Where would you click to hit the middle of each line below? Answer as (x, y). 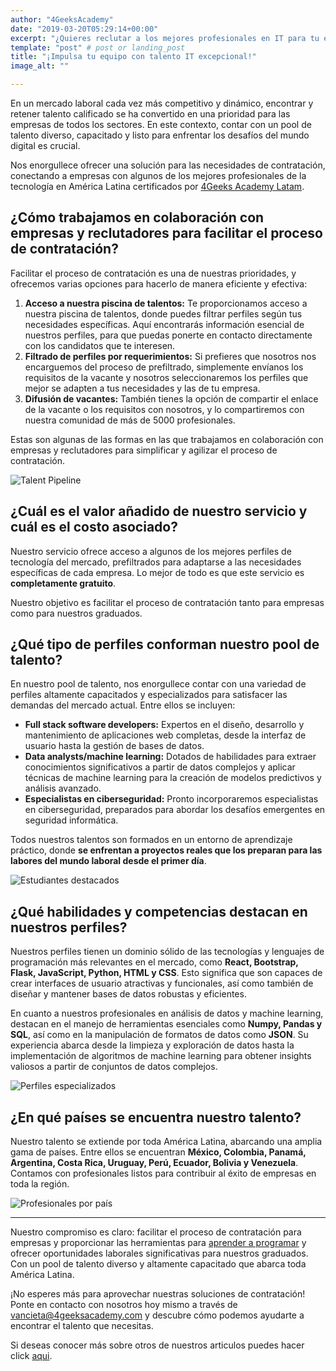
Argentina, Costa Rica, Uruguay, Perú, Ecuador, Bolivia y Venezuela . (154, 1163)
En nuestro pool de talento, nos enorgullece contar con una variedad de (158, 684)
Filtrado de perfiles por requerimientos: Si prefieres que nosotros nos (170, 356)
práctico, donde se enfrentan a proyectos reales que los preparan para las (166, 850)
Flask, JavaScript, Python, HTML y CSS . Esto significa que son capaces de (166, 973)
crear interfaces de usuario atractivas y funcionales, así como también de (162, 983)
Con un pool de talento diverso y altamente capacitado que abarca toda (158, 1264)
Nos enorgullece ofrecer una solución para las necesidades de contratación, (168, 165)
